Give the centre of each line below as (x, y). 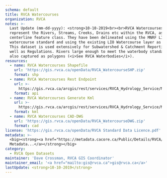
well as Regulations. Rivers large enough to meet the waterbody (79, 51)
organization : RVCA (25, 19)
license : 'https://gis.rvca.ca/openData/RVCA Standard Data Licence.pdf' (83, 130)
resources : (16, 61)
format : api (26, 93)
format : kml (26, 112)
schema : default (22, 10)
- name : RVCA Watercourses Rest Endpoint (53, 79)
